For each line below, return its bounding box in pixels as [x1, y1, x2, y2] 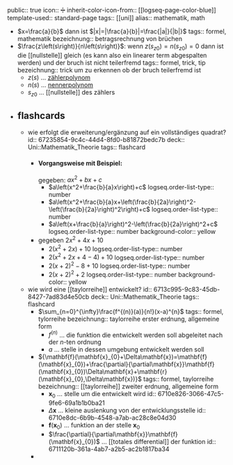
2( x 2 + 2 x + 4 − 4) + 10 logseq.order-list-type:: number [48, 252, 205, 262]
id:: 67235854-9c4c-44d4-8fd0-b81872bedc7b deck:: [27, 136, 185, 144]
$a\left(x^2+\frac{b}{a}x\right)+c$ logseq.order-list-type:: [48, 183, 214, 191]
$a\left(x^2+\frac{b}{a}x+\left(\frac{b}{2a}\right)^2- [48, 198, 197, 206]
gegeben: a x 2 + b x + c [38, 174, 102, 184]
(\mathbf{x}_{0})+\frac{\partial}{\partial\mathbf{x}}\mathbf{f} [38, 360, 215, 368]
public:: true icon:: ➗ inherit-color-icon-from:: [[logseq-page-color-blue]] [7, 6, 217, 14]
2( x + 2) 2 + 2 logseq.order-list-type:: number [48, 269, 177, 278]
